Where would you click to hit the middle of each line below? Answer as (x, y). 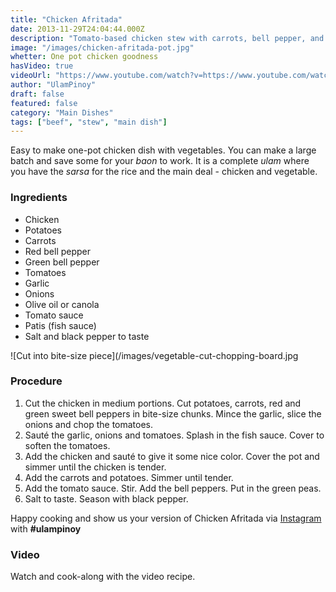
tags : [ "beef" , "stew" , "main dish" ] (89, 122)
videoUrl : (31, 76)
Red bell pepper (58, 251)
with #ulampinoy (46, 528)
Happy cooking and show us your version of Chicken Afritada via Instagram (166, 518)
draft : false (37, 94)
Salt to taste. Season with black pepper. (106, 498)
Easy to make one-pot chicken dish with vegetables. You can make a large (163, 150)
